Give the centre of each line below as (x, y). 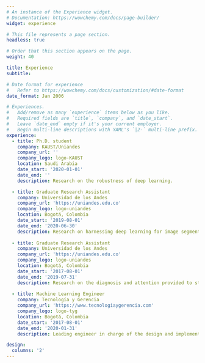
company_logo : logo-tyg (48, 311)
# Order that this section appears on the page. (69, 51)
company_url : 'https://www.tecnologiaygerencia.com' (86, 306)
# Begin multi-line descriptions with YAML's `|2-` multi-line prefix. (102, 130)
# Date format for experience (45, 84)
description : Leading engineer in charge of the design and (95, 334)
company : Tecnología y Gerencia (58, 300)
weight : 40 (20, 57)
